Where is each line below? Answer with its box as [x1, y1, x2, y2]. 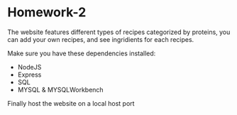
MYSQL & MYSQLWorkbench [17, 85, 104, 94]
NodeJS [17, 62, 42, 71]
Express [17, 70, 42, 79]
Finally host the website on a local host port [7, 99, 135, 107]
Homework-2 [7, 4, 87, 21]
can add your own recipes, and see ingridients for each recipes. [7, 35, 194, 43]
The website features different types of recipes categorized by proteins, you [7, 28, 231, 36]
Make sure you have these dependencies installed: [7, 49, 156, 57]
